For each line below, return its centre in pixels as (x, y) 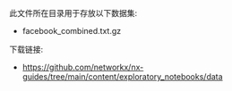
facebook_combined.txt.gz (72, 31)
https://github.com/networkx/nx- (83, 67)
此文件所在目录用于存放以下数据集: (73, 13)
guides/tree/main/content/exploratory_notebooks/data (122, 77)
